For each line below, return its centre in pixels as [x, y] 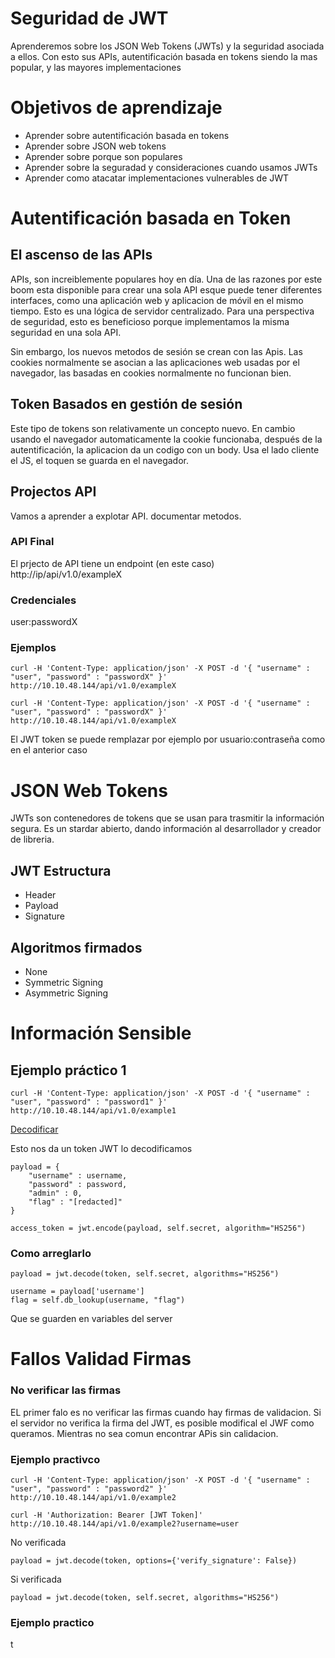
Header [40, 895]
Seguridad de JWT [89, 18]
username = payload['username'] [77, 1292]
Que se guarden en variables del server [91, 1319]
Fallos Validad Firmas [101, 1359]
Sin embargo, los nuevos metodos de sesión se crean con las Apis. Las [156, 351]
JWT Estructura [61, 870]
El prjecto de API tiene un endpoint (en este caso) [112, 563]
